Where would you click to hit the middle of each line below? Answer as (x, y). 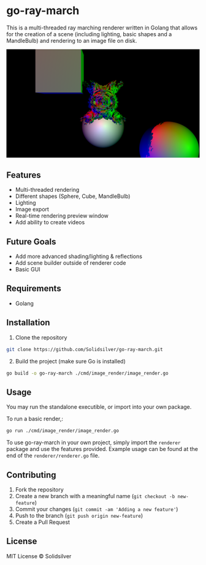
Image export (32, 210)
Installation (28, 323)
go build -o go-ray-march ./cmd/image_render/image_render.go (87, 373)
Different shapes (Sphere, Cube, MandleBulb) (73, 196)
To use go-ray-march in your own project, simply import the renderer (93, 442)
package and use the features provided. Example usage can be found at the (102, 449)
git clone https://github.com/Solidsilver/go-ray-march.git (85, 349)
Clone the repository (41, 337)
